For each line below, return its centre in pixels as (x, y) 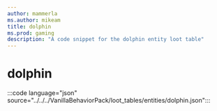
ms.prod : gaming (31, 33)
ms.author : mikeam (34, 20)
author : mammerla (32, 14)
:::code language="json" (42, 93)
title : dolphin (29, 26)
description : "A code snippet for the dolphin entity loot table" (106, 40)
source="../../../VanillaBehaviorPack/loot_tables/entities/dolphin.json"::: (109, 101)
